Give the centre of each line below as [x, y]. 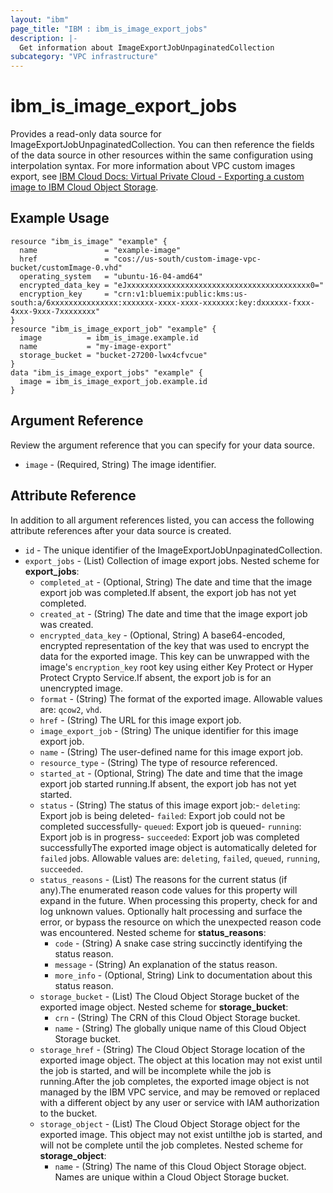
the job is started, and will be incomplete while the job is [155, 1070]
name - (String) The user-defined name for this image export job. [171, 752]
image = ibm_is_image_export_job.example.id [113, 381]
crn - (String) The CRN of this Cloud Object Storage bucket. [177, 1017]
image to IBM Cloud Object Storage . [84, 187]
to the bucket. [68, 1113]
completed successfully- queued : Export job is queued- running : [170, 826]
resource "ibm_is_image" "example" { [89, 241]
